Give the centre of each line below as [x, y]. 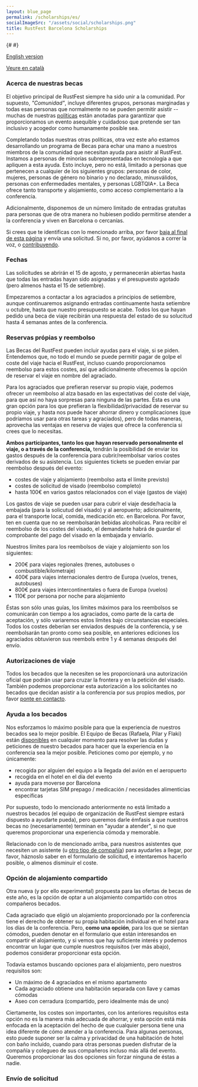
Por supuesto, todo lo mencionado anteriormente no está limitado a [88, 807]
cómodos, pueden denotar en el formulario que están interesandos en [91, 934]
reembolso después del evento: [45, 468]
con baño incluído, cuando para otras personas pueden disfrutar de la [91, 1044]
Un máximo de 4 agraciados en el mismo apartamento [81, 983]
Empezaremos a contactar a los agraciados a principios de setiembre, [91, 297]
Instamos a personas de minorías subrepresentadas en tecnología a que [94, 159]
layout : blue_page [29, 12]
